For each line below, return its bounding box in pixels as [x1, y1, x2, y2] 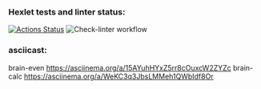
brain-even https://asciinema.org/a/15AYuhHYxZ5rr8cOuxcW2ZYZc [8, 63, 232, 72]
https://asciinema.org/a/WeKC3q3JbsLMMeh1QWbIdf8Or [23, 71, 214, 81]
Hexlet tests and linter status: [8, 6, 126, 18]
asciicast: [8, 45, 48, 56]
